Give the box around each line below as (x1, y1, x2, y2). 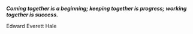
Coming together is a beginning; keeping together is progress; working (6, 5, 187, 12)
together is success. (6, 11, 59, 18)
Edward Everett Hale (6, 23, 57, 29)
